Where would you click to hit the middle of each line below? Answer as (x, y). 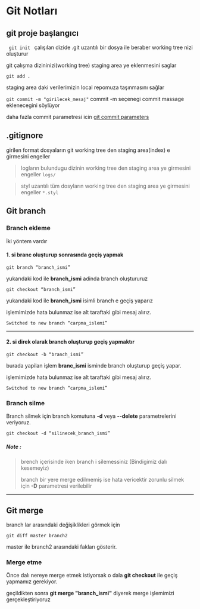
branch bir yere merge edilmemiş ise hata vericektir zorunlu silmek (102, 480)
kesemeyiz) (35, 468)
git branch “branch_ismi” (38, 267)
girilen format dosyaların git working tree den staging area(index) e (88, 150)
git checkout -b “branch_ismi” (45, 354)
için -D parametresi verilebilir (56, 486)
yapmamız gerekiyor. (32, 582)
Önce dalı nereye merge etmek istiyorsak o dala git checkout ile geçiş (92, 576)
